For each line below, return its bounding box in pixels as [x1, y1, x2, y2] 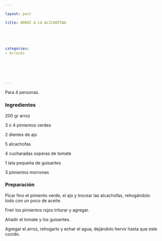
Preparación [5, 181, 35, 188]
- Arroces [5, 51, 25, 56]
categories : [5, 46, 29, 51]
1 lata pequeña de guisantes [5, 160, 61, 166]
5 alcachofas [5, 141, 31, 147]
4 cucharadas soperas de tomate [5, 150, 72, 156]
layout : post [5, 11, 32, 16]
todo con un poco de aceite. [5, 198, 62, 204]
